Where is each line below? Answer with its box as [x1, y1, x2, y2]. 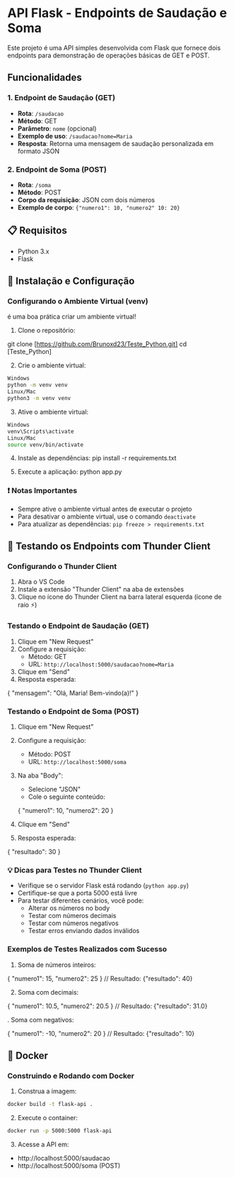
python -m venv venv [7, 382, 69, 389]
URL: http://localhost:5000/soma [28, 758, 127, 766]
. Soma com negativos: [7, 1015, 74, 1024]
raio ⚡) [17, 601, 37, 609]
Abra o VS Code [17, 578, 65, 586]
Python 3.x [17, 247, 49, 255]
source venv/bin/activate [7, 441, 83, 448]
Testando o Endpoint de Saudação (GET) [7, 621, 150, 631]
